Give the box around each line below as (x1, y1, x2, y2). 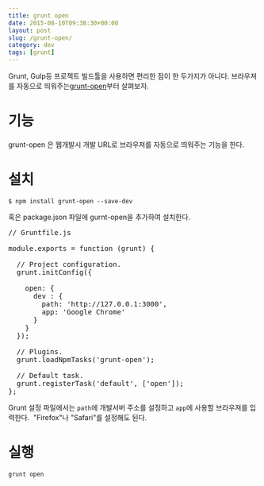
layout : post (8, 26, 52, 34)
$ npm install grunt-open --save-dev (8, 197, 133, 205)
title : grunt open (8, 11, 69, 20)
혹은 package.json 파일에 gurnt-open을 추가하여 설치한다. (8, 212, 191, 222)
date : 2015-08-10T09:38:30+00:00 (8, 19, 119, 27)
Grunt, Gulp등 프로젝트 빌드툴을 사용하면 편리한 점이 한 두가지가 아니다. (8, 71, 230, 80)
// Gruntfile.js (8, 228, 71, 237)
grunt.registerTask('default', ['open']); (16, 379, 185, 388)
